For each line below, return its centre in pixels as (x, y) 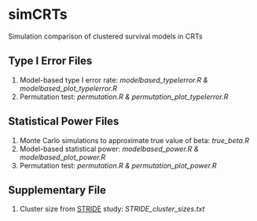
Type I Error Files (50, 61)
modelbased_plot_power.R (62, 157)
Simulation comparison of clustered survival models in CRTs (105, 36)
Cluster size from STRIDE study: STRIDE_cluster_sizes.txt (112, 209)
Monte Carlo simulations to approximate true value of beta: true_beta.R (134, 140)
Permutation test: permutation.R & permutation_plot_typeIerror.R (124, 97)
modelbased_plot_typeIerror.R (68, 88)
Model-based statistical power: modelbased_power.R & (109, 149)
